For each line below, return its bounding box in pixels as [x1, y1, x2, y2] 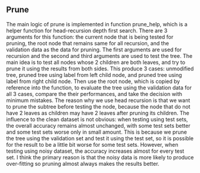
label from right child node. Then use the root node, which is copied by [6, 78, 180, 85]
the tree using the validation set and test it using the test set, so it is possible [6, 134, 194, 142]
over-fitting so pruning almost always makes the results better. [6, 160, 160, 167]
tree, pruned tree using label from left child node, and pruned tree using [6, 71, 183, 78]
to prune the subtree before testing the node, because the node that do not [6, 103, 190, 110]
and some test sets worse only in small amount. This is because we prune [6, 128, 187, 135]
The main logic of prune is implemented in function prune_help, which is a [6, 20, 187, 27]
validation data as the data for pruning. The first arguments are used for [6, 46, 182, 53]
